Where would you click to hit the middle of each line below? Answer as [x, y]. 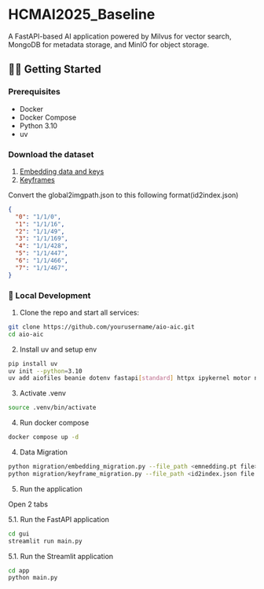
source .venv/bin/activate [52, 408]
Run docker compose [54, 423]
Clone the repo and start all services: [79, 312]
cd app [19, 571]
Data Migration [44, 452]
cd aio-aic [26, 334]
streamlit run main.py [45, 541]
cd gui [19, 534]
